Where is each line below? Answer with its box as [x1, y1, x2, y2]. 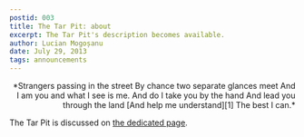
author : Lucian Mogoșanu [9, 38, 103, 48]
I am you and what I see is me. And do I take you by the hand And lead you [16, 90, 296, 101]
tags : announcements [9, 55, 88, 64]
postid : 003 [9, 13, 54, 23]
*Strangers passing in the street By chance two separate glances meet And [12, 81, 296, 91]
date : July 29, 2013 [9, 47, 88, 56]
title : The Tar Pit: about [9, 22, 112, 31]
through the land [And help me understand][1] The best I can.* [63, 100, 296, 110]
